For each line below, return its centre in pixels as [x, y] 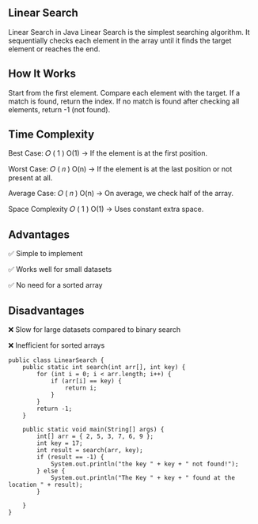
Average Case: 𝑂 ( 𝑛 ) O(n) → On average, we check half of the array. [121, 194]
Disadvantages [46, 310]
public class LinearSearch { [56, 360]
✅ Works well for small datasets [60, 270]
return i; [81, 388]
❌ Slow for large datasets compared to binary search [95, 330]
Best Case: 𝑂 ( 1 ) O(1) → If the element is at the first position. [108, 153]
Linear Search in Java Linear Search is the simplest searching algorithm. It [129, 32]
